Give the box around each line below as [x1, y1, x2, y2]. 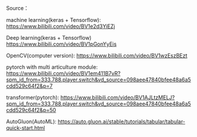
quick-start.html [6, 125, 46, 131]
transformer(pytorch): [6, 94, 59, 101]
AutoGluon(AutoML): [6, 118, 57, 125]
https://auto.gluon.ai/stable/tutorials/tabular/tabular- [58, 118, 186, 125]
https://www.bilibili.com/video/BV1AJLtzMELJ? [60, 94, 175, 101]
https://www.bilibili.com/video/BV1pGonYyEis [6, 40, 117, 47]
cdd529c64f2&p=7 [6, 82, 53, 90]
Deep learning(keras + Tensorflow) [6, 34, 92, 41]
